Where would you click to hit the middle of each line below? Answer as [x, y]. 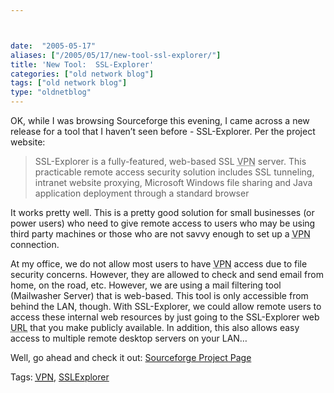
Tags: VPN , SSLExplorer [60, 377]
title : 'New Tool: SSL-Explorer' [82, 64]
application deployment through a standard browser [142, 193]
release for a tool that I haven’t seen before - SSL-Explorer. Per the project [163, 131]
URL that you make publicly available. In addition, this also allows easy [155, 327]
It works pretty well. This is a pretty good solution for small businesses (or [162, 212]
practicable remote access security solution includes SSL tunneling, [174, 172]
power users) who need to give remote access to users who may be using [163, 223]
